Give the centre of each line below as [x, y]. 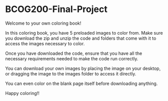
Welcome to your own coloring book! [43, 23]
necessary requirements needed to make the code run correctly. [72, 58]
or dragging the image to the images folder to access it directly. [71, 73]
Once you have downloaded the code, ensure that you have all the [74, 53]
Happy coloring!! [22, 93]
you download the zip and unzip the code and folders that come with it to [81, 38]
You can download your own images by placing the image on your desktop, [83, 68]
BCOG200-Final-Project [56, 9]
